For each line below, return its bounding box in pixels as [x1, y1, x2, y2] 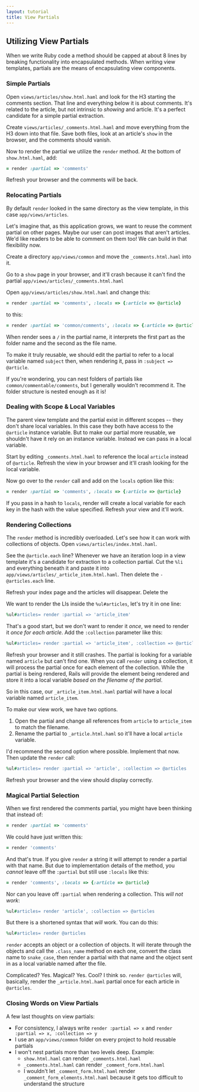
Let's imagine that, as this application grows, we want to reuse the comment [6, 222, 192, 230]
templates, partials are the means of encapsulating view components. [6, 65, 176, 72]
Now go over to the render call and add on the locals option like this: [6, 477, 174, 484]
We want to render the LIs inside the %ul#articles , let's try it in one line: [6, 600, 182, 607]
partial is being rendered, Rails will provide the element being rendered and [6, 670, 190, 677]
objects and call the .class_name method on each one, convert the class [6, 947, 182, 955]
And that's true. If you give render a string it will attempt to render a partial [6, 855, 187, 862]
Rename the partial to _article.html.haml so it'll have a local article [14, 730, 183, 737]
